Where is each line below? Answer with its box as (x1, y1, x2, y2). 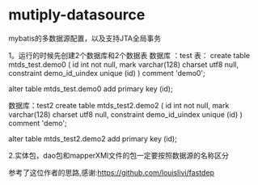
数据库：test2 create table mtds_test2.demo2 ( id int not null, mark (8, 100, 230, 110)
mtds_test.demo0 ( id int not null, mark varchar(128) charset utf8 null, (8, 59, 239, 69)
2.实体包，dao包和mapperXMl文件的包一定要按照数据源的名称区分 (8, 150, 229, 160)
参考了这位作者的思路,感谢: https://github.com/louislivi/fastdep (8, 167, 214, 177)
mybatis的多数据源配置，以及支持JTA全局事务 (8, 33, 162, 43)
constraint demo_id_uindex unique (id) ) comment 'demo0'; (8, 68, 206, 78)
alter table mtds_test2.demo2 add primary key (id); (8, 133, 178, 143)
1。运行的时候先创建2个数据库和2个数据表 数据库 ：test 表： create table (8, 50, 251, 60)
